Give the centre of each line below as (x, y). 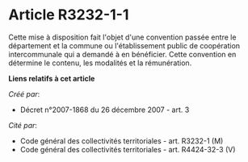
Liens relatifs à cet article (52, 78)
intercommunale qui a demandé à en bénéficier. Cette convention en (122, 54)
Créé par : (24, 93)
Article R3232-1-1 (69, 15)
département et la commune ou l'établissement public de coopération (124, 45)
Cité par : (23, 125)
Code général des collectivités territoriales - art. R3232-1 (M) (122, 141)
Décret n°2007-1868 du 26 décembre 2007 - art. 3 (105, 110)
